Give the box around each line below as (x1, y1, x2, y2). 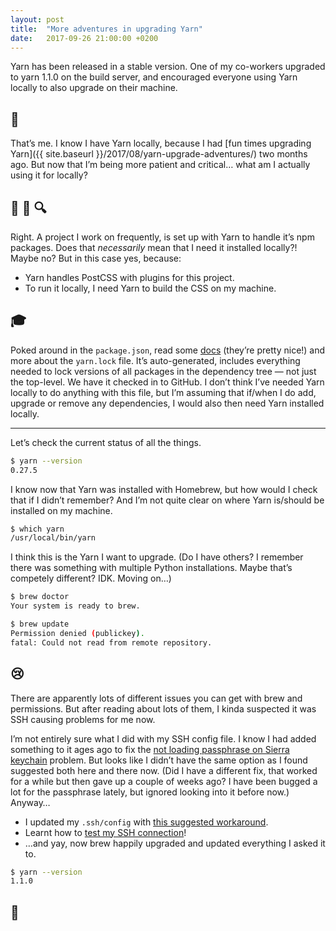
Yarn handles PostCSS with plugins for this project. (24, 272, 235, 283)
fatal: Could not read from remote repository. (10, 637, 213, 648)
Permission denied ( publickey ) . (10, 628, 145, 638)
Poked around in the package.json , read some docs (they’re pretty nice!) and (10, 344, 326, 356)
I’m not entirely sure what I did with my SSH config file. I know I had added (10, 732, 317, 745)
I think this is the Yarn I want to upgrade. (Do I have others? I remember (10, 551, 304, 563)
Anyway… (10, 796, 51, 808)
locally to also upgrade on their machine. (10, 82, 178, 94)
